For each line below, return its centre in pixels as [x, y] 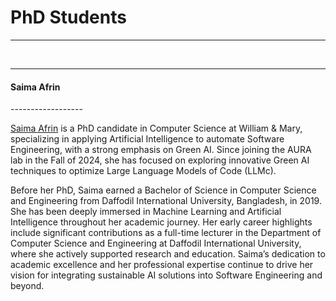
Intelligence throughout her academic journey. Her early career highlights [161, 222]
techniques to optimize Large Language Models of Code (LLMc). [143, 171]
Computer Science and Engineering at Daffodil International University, [156, 243]
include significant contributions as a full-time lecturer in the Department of [166, 233]
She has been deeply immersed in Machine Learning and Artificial [146, 212]
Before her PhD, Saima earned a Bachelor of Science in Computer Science [163, 190]
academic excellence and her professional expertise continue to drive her [162, 265]
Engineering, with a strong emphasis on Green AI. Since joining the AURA [161, 150]
